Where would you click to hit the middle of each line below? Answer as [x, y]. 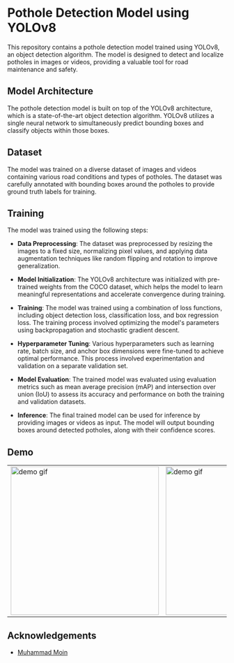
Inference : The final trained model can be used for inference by [109, 415]
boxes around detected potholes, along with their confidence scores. [116, 430]
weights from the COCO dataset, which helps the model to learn [131, 287]
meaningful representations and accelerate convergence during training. [122, 294]
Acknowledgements [52, 635]
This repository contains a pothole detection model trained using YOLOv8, [114, 47]
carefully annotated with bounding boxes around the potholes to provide [111, 184]
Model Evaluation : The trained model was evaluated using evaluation [117, 379]
